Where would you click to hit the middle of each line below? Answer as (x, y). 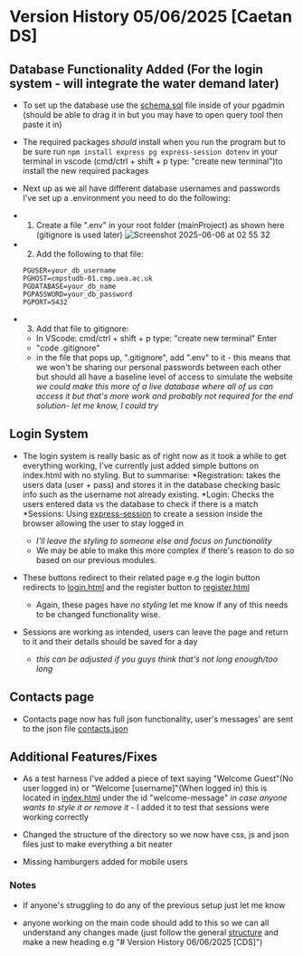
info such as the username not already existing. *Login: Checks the (148, 494)
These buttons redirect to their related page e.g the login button (141, 578)
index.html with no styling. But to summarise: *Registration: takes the (151, 475)
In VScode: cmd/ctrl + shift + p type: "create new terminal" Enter (156, 338)
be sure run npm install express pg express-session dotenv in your (150, 152)
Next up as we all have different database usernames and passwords (151, 188)
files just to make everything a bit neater (98, 845)
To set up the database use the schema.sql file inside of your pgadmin (153, 105)
